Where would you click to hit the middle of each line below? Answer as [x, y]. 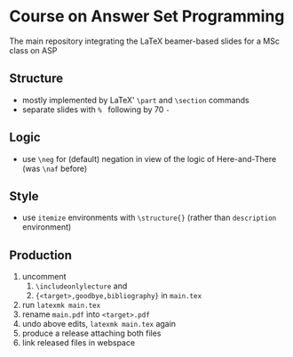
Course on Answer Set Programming [147, 16]
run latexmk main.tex [61, 305]
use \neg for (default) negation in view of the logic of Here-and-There [149, 158]
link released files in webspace [79, 343]
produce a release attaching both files [91, 333]
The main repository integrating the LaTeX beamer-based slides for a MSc [144, 41]
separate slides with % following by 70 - [96, 110]
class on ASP [33, 50]
